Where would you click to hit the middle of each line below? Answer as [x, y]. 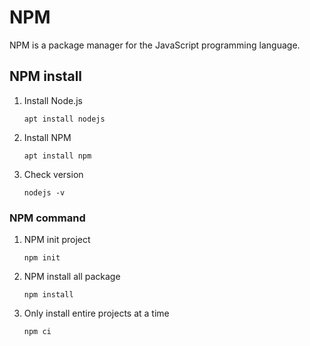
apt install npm [57, 156]
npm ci [37, 332]
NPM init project [57, 240]
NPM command [47, 218]
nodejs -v [44, 192]
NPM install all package [72, 277]
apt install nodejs [64, 119]
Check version [53, 174]
